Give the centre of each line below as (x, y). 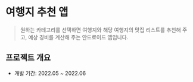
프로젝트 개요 (28, 58)
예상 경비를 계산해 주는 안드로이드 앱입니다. (78, 37)
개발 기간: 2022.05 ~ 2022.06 (50, 73)
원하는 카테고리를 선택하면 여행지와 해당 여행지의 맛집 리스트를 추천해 (100, 30)
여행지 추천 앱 (37, 12)
